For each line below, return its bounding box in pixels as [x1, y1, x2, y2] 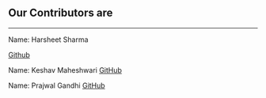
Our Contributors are [8, 6, 113, 20]
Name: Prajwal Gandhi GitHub [8, 81, 105, 90]
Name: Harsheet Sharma [8, 35, 89, 44]
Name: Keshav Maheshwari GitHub [8, 65, 123, 74]
